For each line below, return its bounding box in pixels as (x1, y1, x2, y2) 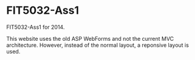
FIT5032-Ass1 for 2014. (6, 23, 65, 31)
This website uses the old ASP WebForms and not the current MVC (6, 35, 174, 42)
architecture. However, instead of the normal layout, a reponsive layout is (6, 41, 190, 49)
